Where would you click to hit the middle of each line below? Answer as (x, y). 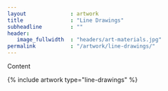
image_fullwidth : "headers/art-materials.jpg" (89, 40)
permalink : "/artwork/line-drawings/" (82, 46)
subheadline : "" (45, 27)
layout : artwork (53, 14)
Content (19, 66)
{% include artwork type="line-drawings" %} (73, 80)
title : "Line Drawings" (66, 20)
